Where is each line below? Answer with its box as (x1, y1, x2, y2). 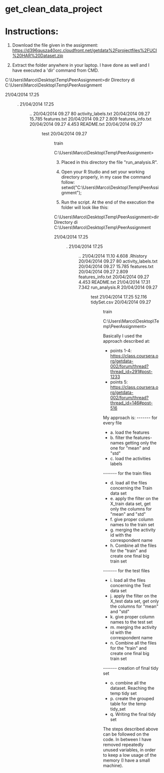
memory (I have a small (103, 757, 150, 763)
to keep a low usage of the (103, 752, 157, 758)
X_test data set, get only (110, 598, 159, 604)
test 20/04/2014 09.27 (42, 131, 87, 137)
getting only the (124, 440, 157, 446)
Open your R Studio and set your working (61, 169, 145, 175)
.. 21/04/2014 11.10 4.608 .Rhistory (78, 253, 147, 259)
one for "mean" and (110, 445, 150, 451)
